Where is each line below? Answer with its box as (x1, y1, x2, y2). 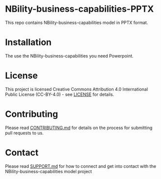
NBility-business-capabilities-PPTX (5, 3, 154, 15)
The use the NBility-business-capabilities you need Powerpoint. (5, 53, 134, 59)
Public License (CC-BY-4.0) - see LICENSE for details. (5, 91, 114, 97)
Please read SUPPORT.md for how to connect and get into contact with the (5, 163, 157, 169)
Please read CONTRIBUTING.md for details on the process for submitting (5, 125, 153, 131)
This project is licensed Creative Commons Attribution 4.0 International (5, 86, 148, 92)
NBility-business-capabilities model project (5, 168, 92, 174)
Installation (5, 37, 52, 48)
